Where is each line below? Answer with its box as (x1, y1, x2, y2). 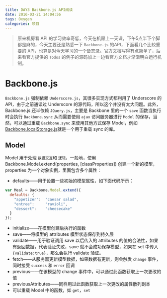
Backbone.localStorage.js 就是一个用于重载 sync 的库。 (5, 126, 118, 132)
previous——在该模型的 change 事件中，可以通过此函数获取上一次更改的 (12, 269, 162, 275)
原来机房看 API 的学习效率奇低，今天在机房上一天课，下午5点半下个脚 (17, 35, 161, 41)
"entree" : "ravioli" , (14, 201, 68, 206)
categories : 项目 (5, 21, 40, 26)
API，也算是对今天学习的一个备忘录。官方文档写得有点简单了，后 (27, 48, 161, 54)
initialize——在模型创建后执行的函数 (12, 225, 86, 231)
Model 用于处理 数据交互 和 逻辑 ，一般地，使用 (5, 155, 96, 161)
